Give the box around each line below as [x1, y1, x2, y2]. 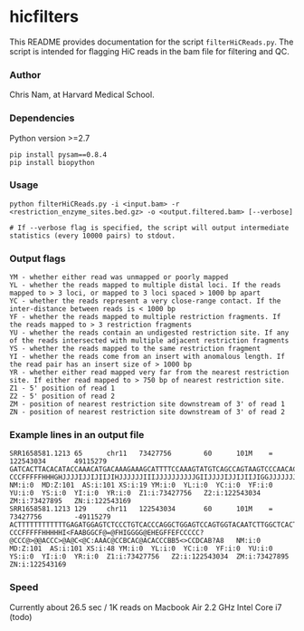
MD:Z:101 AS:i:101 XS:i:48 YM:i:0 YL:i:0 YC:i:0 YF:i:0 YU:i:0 [9, 544, 273, 554]
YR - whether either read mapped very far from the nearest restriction [9, 368, 290, 377]
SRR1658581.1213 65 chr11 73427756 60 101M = [9, 449, 273, 459]
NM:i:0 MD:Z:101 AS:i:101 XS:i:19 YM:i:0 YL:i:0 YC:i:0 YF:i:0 [9, 481, 273, 490]
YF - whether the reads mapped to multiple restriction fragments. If [9, 313, 281, 322]
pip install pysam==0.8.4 [9, 150, 107, 160]
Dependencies [9, 112, 75, 124]
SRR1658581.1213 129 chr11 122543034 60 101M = [9, 505, 273, 514]
